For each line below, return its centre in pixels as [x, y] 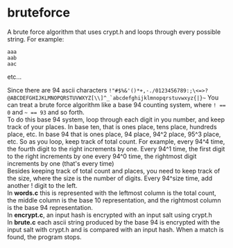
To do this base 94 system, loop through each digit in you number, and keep [116, 120]
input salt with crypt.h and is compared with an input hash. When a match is [115, 229]
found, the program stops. [44, 237]
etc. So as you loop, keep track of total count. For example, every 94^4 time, [116, 141]
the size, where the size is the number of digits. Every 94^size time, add [110, 178]
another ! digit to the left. [42, 185]
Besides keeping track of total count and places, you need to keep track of [114, 171]
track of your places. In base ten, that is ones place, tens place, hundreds [112, 126]
